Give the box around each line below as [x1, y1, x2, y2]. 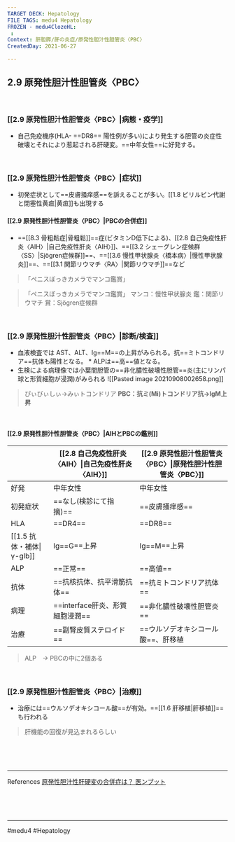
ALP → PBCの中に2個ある [24, 654, 104, 663]
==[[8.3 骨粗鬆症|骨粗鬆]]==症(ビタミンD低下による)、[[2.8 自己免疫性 [17, 233, 221, 242]
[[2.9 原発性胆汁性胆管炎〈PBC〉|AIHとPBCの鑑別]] [7, 429, 159, 438]
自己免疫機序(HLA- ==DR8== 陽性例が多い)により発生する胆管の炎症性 [17, 132, 222, 140]
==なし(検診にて [53, 497, 108, 506]
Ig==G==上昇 [53, 541, 97, 551]
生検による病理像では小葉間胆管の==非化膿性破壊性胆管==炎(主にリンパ [17, 366, 226, 374]
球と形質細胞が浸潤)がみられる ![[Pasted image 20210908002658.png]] [17, 374, 224, 382]
